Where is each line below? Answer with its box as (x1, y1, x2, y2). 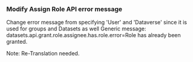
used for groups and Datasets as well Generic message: (6, 25, 147, 32)
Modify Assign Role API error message (6, 5, 123, 13)
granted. (6, 38, 28, 46)
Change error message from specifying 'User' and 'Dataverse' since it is (6, 19, 187, 26)
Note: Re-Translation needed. (6, 50, 80, 57)
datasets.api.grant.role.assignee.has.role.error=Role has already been (6, 32, 181, 39)
